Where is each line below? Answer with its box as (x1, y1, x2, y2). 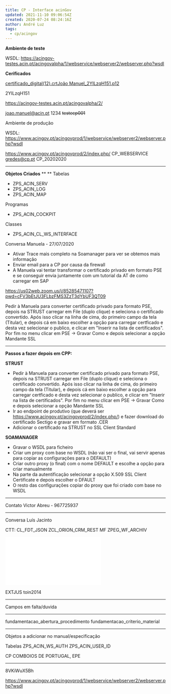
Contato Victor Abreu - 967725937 (5, 502, 78, 508)
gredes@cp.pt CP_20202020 (5, 156, 67, 162)
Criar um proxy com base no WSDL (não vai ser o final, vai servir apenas (12, 450, 165, 456)
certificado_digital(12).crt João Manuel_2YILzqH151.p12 (5, 80, 120, 86)
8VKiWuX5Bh (5, 667, 34, 674)
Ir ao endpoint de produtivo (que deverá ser (12, 408, 104, 414)
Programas (5, 201, 28, 207)
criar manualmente (12, 466, 52, 472)
